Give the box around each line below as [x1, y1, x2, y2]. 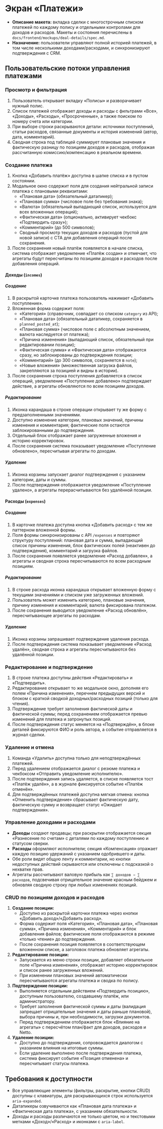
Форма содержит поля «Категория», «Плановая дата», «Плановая [19, 921, 158, 927]
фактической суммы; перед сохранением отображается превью [12, 711, 147, 717]
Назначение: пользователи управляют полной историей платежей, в [12, 39, 157, 45]
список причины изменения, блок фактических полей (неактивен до [12, 542, 156, 548]
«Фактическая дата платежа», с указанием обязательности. [12, 1108, 138, 1114]
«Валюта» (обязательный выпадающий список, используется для [19, 203, 157, 210]
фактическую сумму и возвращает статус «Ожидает [12, 801, 123, 807]
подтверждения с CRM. [12, 50, 61, 56]
